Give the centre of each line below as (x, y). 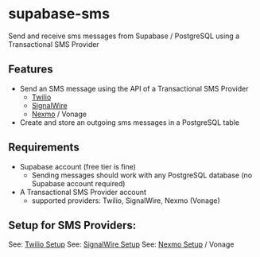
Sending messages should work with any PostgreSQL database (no (142, 175)
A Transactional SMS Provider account (83, 192)
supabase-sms (59, 14)
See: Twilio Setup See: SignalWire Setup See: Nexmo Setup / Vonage (121, 244)
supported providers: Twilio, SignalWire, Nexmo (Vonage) (126, 201)
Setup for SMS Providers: (72, 225)
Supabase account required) (78, 183)
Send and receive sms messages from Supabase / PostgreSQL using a (124, 36)
